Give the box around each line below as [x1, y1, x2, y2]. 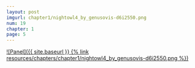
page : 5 [6, 32, 26, 38]
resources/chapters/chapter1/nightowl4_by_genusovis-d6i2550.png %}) [6, 55, 189, 62]
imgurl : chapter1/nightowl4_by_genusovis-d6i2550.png [6, 15, 147, 21]
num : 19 [6, 20, 26, 26]
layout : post [6, 8, 40, 15]
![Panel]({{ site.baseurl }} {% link [6, 48, 89, 55]
